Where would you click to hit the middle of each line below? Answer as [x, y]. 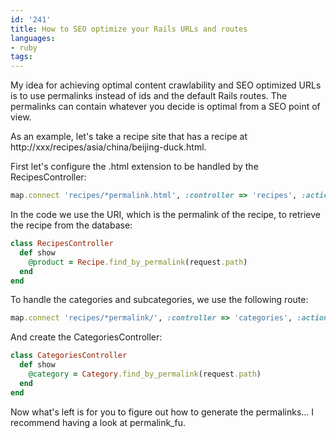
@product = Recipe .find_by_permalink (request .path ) [138, 262]
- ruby [24, 47]
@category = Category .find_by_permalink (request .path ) [145, 374]
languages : [33, 38]
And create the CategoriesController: [86, 337]
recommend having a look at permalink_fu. [98, 422]
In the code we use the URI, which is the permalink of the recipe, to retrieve [165, 214]
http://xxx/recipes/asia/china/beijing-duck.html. [108, 147]
